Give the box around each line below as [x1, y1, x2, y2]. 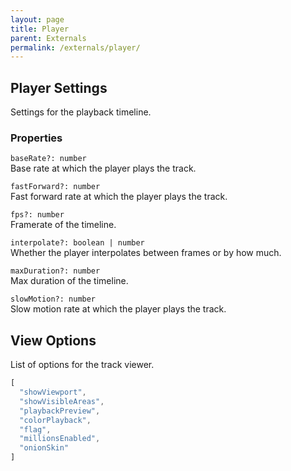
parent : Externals [10, 33, 87, 43]
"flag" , [19, 424, 52, 435]
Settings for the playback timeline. [10, 106, 152, 118]
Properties [10, 131, 63, 145]
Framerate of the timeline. [10, 219, 117, 231]
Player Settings [10, 79, 108, 96]
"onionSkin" [19, 443, 70, 453]
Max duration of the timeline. [10, 275, 129, 287]
